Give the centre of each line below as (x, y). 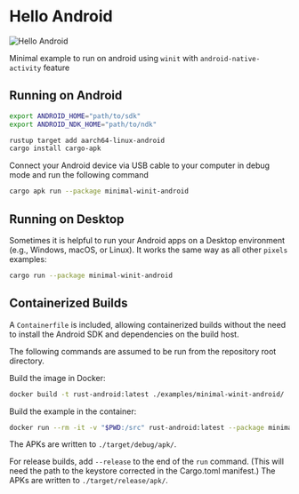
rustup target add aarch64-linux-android (87, 140)
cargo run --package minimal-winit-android (91, 275)
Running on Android (66, 96)
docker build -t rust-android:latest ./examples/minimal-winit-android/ (147, 394)
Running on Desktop (67, 219)
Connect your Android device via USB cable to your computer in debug (139, 165)
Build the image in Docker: (57, 378)
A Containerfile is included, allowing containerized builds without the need (148, 324)
